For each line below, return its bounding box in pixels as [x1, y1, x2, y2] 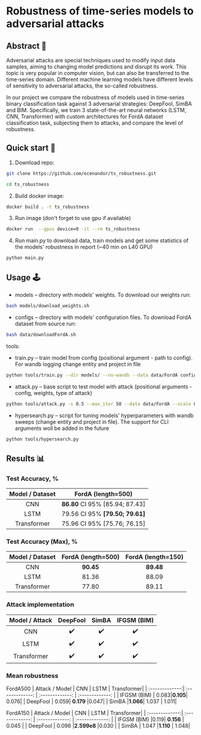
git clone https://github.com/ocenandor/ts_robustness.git [6, 170, 157, 176]
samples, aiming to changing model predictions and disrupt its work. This [6, 63, 187, 70]
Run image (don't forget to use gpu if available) [14, 215, 132, 222]
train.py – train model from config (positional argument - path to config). [14, 354, 193, 361]
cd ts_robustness [6, 181, 50, 187]
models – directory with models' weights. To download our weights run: [14, 291, 191, 298]
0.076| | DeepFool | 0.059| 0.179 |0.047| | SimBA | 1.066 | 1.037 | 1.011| [6, 697, 177, 705]
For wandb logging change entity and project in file [14, 360, 141, 368]
